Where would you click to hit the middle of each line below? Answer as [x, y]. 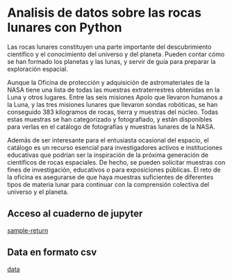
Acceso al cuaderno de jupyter [75, 214]
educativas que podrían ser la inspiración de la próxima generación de [108, 155]
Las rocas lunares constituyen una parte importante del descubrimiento [109, 47]
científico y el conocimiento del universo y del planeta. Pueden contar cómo [116, 54]
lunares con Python [65, 27]
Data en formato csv [52, 253]
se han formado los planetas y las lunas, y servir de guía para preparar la [111, 61]
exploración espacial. [38, 69]
